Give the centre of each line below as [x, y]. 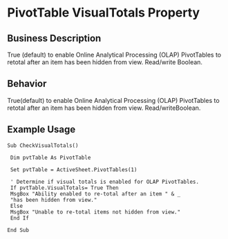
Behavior [27, 84]
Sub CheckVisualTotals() [43, 145]
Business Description [54, 38]
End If [20, 218]
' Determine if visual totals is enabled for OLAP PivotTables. [104, 182]
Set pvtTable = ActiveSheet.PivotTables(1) [74, 170]
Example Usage [41, 130]
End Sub [18, 230]
